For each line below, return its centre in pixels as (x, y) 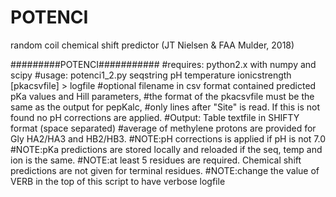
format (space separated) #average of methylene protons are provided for (163, 128)
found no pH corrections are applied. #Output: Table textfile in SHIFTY (155, 117)
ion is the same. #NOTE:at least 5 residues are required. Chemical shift (156, 160)
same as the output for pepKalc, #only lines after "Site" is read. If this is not (165, 107)
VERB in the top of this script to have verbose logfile (118, 181)
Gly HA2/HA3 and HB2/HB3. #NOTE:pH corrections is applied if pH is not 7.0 (168, 138)
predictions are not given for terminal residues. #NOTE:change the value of (165, 170)
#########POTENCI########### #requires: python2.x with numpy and (163, 64)
